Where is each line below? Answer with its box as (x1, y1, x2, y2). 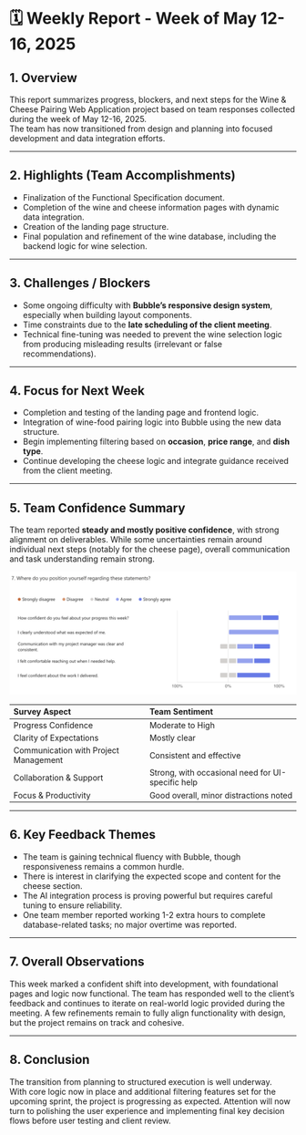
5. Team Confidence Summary (9, 500, 186, 516)
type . (22, 446, 44, 457)
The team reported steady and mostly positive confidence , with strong (9, 524, 280, 535)
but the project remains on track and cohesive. (9, 1016, 185, 1027)
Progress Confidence (13, 719, 94, 730)
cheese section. (22, 880, 84, 891)
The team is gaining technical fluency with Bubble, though (22, 851, 241, 862)
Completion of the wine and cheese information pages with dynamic (22, 201, 280, 212)
